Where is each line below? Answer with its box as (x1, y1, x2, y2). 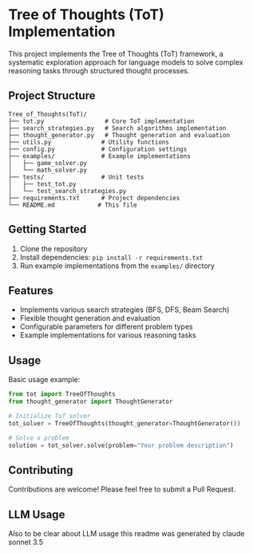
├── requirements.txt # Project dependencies (8, 194, 180, 202)
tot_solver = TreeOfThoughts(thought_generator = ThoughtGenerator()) (8, 419, 241, 428)
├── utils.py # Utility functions (8, 138, 170, 146)
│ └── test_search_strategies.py (8, 187, 127, 195)
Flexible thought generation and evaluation (19, 314, 161, 323)
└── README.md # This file (8, 201, 137, 209)
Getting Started (8, 223, 87, 236)
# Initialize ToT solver (8, 412, 91, 420)
